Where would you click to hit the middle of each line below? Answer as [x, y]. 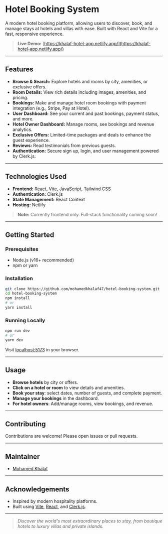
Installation [19, 279]
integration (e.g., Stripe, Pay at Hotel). [51, 108]
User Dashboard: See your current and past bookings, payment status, [86, 113]
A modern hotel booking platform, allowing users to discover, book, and [79, 23]
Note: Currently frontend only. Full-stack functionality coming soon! [87, 214]
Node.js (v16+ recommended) [43, 260]
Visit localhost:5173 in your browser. [42, 349]
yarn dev [14, 340]
